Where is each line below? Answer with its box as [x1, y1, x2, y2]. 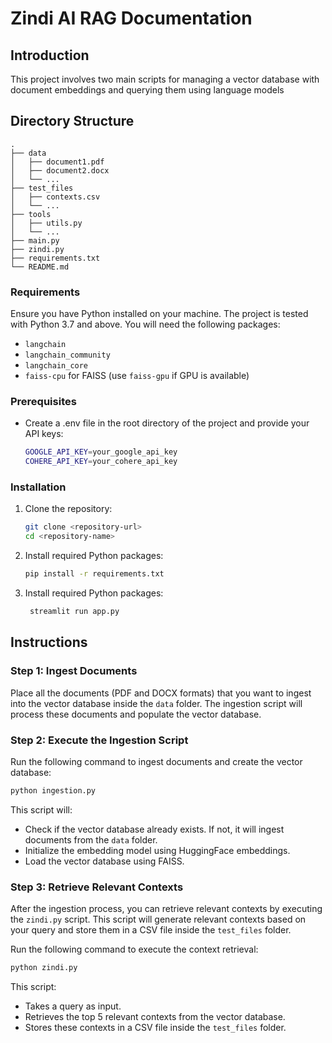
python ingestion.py [10, 785, 97, 796]
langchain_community [24, 350, 111, 361]
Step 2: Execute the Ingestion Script [10, 733, 189, 747]
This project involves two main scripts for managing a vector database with [10, 73, 320, 85]
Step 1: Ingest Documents [10, 664, 138, 678]
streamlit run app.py [29, 607, 120, 617]
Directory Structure [10, 113, 135, 130]
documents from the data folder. [24, 833, 158, 846]
